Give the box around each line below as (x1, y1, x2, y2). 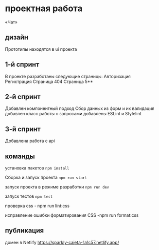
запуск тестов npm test (5, 193, 53, 199)
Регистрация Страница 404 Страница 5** (5, 79, 93, 84)
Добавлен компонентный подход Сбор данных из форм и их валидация (5, 105, 155, 111)
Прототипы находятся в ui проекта (5, 46, 77, 52)
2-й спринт (5, 92, 41, 101)
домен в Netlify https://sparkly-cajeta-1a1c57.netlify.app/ (5, 239, 119, 245)
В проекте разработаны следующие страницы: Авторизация (5, 73, 131, 79)
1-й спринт (5, 61, 40, 69)
